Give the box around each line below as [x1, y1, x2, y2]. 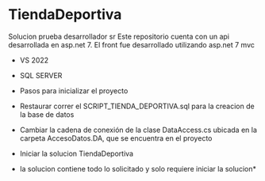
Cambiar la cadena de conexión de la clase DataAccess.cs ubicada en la [19, 125, 258, 134]
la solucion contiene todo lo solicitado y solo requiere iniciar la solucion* [19, 164, 256, 173]
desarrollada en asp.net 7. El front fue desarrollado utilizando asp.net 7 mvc [8, 40, 255, 49]
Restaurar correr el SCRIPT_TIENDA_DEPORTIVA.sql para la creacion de [19, 101, 255, 111]
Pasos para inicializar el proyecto [19, 85, 129, 96]
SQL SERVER [19, 70, 63, 80]
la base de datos [19, 109, 75, 119]
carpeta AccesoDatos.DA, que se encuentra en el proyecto [19, 133, 213, 143]
